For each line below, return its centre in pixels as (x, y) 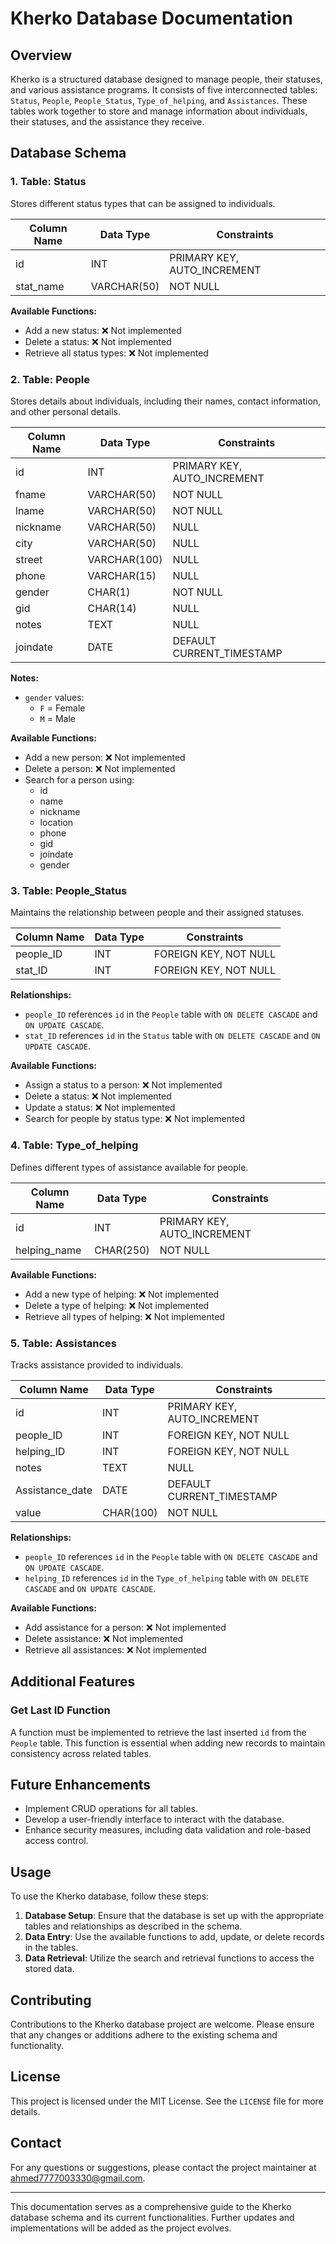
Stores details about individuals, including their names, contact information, (166, 401)
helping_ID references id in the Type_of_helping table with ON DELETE (167, 1578)
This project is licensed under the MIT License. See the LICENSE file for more (167, 2101)
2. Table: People (50, 379)
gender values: (54, 697)
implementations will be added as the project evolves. (121, 2228)
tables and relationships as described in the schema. (133, 1926)
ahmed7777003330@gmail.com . (78, 2178)
